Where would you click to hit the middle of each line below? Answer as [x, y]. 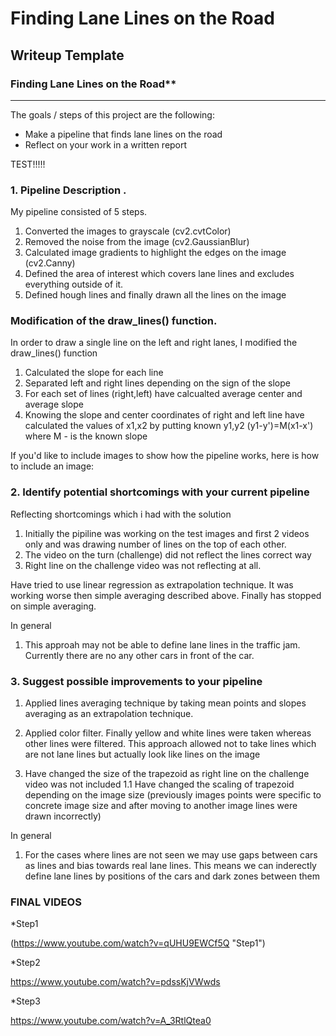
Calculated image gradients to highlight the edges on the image [155, 253]
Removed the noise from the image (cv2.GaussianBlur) [137, 242]
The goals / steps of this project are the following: [112, 114]
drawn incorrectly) [63, 816]
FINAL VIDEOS [46, 902]
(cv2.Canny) [50, 263]
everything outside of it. [74, 284]
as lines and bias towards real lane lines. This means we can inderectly [170, 866]
